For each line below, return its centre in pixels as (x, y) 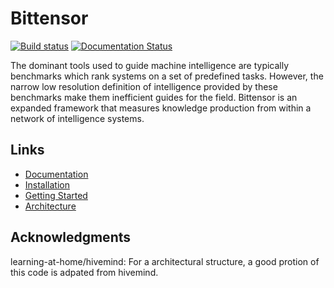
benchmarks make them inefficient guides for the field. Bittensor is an (154, 97)
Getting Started (56, 195)
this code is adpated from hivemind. (84, 272)
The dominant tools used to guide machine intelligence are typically (150, 65)
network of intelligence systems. (77, 118)
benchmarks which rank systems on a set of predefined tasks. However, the (167, 76)
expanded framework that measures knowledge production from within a (161, 108)
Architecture (50, 206)
